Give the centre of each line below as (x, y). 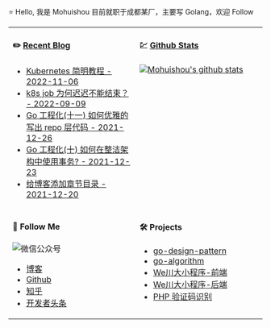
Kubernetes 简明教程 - (69, 71)
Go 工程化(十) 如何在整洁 (73, 149)
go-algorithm (178, 261)
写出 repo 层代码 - (61, 127)
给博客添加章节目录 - (66, 184)
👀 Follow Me (36, 226)
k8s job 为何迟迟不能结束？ (77, 93)
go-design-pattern (190, 251)
